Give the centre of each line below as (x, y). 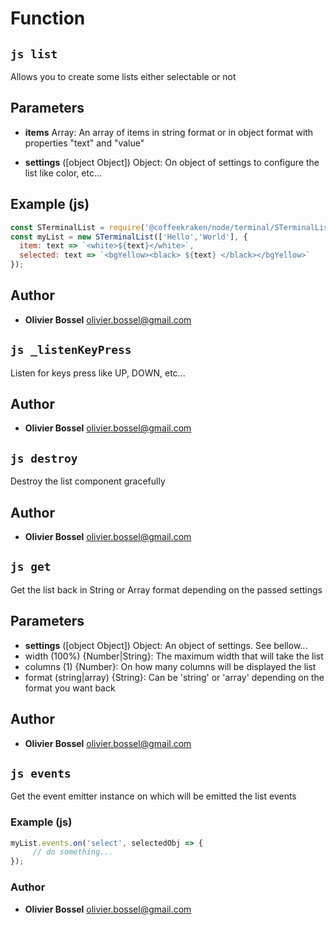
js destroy (44, 458)
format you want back (70, 688)
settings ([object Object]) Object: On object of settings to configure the (172, 162)
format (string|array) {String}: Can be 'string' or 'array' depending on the (174, 677)
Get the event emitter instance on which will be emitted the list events (153, 796)
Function (48, 18)
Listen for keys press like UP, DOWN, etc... (98, 373)
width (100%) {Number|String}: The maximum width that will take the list (174, 656)
